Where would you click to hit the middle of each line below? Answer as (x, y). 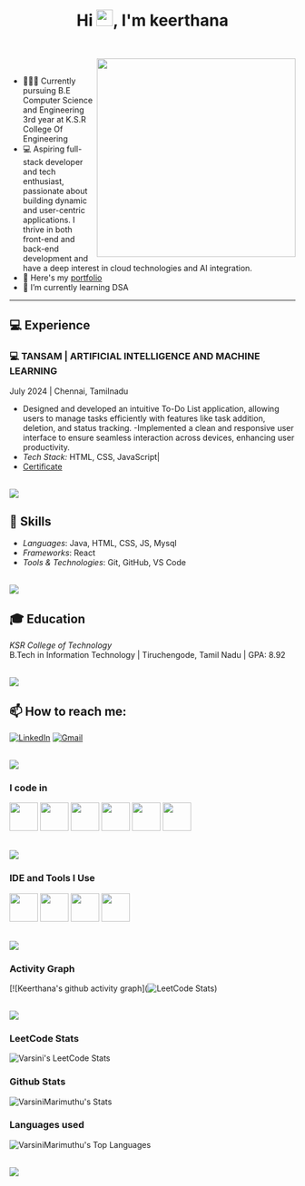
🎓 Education (48, 618)
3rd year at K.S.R (54, 119)
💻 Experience (50, 325)
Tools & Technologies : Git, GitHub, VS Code (104, 563)
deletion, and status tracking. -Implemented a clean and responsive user (158, 427)
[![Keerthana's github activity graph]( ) (113, 988)
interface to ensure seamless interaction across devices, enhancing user (158, 437)
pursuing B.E (46, 90)
